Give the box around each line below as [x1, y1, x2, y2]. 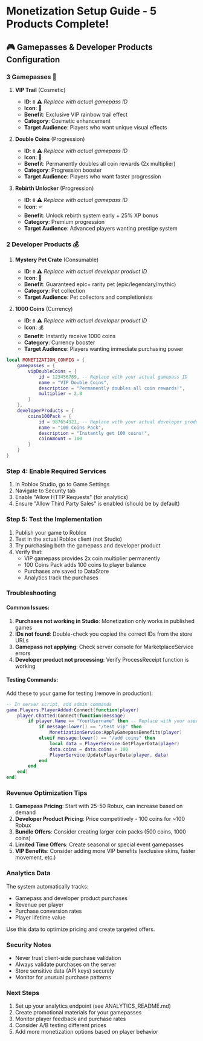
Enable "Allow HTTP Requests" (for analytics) [14, 494, 129, 501]
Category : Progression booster [24, 166, 102, 174]
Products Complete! [6, 17, 109, 31]
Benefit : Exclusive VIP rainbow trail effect [24, 111, 128, 118]
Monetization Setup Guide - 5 [6, 4, 157, 18]
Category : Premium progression [24, 218, 105, 225]
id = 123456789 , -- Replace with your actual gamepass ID [38, 374, 188, 380]
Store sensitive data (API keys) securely [14, 967, 115, 974]
